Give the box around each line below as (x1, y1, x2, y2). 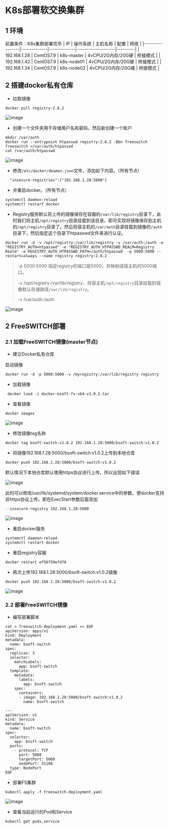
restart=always (5, 253, 37, 258)
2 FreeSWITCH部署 (5, 322, 66, 331)
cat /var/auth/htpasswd (5, 148, 55, 153)
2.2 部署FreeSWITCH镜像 (5, 602, 68, 609)
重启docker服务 (12, 525, 45, 531)
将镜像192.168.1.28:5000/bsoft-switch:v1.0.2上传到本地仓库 (12, 450, 135, 456)
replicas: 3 (10, 650, 35, 656)
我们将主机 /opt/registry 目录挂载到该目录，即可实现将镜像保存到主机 (17, 217, 161, 223)
